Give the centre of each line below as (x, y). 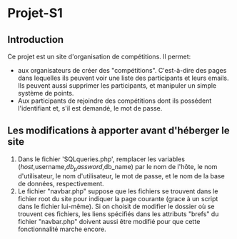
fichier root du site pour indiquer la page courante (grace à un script (118, 198)
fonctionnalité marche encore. (62, 229)
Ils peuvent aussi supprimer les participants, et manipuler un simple (117, 86)
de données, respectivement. (61, 183)
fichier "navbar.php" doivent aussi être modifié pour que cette (109, 221)
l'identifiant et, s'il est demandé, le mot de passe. (90, 108)
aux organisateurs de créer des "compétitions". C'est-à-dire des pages (122, 70)
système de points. (46, 93)
